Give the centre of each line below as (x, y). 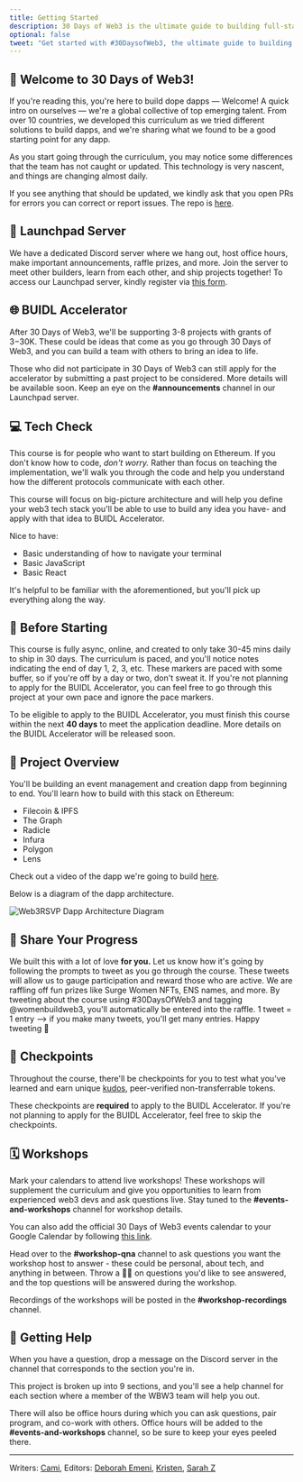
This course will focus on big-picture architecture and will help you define (147, 499)
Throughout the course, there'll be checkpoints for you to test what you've (147, 1078)
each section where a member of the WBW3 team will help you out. (134, 1396)
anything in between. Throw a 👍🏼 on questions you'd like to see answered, (148, 1273)
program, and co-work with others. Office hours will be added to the (136, 1423)
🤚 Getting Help (51, 1337)
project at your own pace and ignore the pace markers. (112, 697)
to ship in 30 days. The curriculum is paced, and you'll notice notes (134, 659)
